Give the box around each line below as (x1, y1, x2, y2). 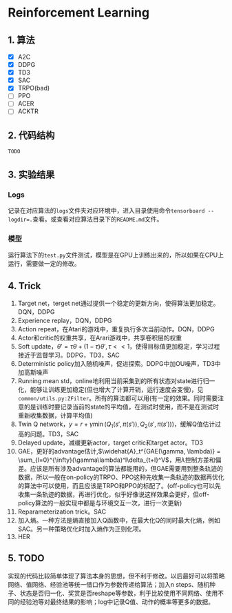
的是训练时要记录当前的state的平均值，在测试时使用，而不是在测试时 (23, 402, 220, 411)
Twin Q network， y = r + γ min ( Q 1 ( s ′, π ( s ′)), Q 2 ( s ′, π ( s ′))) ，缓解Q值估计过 (17, 420, 222, 429)
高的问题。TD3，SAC (17, 429, 78, 438)
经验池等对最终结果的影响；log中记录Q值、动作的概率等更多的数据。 (19, 597, 215, 605)
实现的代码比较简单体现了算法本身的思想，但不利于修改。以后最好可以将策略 (8, 572, 225, 580)
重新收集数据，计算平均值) (17, 411, 93, 420)
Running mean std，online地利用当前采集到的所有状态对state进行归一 (17, 377, 215, 385)
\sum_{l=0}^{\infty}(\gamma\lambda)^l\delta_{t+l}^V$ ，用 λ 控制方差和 (17, 456, 215, 464)
